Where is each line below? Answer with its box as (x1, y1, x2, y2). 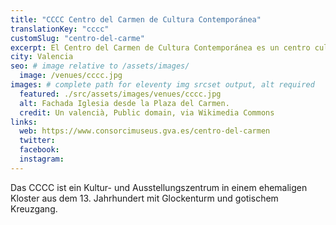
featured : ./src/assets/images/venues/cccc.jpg (19, 89, 222, 99)
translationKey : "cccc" (10, 24, 110, 34)
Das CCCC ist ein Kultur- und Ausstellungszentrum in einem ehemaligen (10, 181, 308, 193)
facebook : (19, 145, 60, 155)
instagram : (19, 154, 65, 164)
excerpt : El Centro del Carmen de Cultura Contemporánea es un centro (10, 42, 311, 53)
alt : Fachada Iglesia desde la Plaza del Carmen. (19, 98, 230, 108)
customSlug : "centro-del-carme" (10, 33, 145, 43)
